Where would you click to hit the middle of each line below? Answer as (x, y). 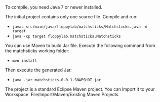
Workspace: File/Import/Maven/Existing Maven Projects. (62, 94)
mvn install (24, 61)
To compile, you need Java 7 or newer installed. (54, 7)
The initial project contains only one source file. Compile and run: (71, 17)
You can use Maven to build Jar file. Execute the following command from (80, 46)
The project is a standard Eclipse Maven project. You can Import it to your (80, 89)
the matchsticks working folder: (37, 51)
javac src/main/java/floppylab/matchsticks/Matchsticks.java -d (80, 27)
